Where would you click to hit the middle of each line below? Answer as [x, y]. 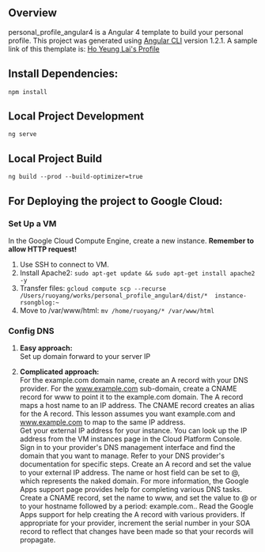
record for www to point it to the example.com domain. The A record [131, 397]
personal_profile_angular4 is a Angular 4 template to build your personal [126, 32]
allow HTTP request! [43, 249]
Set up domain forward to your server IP [85, 357]
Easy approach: [46, 348]
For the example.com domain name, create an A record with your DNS [134, 380]
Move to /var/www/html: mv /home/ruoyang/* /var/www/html [117, 310]
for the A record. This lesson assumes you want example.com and [127, 414]
